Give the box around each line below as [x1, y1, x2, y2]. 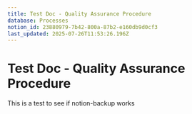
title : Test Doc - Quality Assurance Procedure [7, 10, 152, 18]
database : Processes [7, 17, 69, 24]
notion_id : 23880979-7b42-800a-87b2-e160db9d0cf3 [7, 23, 158, 30]
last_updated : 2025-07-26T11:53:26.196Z [7, 30, 130, 38]
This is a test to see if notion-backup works [7, 99, 135, 108]
